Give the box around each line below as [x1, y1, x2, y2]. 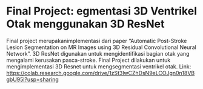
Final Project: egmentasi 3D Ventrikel [6, 4, 198, 18]
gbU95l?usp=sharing [6, 76, 59, 83]
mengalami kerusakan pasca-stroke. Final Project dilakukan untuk [6, 56, 171, 64]
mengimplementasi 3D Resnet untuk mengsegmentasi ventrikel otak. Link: [6, 62, 191, 70]
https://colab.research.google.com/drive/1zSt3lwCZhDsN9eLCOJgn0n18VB [6, 69, 195, 76]
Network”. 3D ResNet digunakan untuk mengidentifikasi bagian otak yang [6, 50, 190, 57]
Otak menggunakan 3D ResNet [6, 17, 165, 31]
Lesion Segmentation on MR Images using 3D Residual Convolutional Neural [6, 44, 197, 51]
